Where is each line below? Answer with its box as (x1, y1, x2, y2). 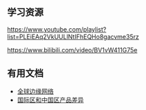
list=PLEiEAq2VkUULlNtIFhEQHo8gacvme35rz (7, 32, 139, 41)
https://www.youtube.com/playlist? (7, 25, 107, 33)
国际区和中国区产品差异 (17, 96, 84, 104)
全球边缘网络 (17, 87, 54, 95)
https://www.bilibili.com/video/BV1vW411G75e (7, 45, 138, 54)
